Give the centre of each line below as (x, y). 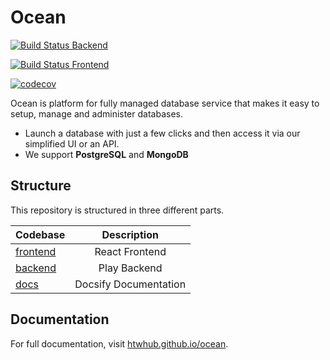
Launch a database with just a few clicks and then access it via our (162, 133)
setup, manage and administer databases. (96, 113)
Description (130, 234)
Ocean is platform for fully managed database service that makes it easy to (165, 103)
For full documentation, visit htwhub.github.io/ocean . (119, 343)
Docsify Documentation (130, 284)
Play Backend (130, 268)
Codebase (40, 234)
